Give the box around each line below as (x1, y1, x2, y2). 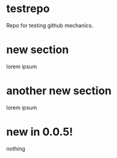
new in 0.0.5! (6, 125, 74, 139)
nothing (6, 145, 25, 152)
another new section (6, 84, 112, 98)
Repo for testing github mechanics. (6, 22, 93, 29)
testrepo (6, 2, 50, 16)
